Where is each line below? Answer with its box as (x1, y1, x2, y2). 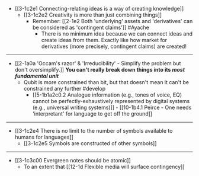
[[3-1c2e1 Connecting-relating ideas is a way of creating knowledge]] (14, 5, 184, 12)
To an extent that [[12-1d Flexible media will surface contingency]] (23, 163, 185, 170)
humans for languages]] (14, 133, 74, 140)
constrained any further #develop (23, 85, 106, 92)
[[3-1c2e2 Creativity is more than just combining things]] (23, 11, 162, 18)
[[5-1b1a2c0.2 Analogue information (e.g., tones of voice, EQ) (32, 91, 182, 98)
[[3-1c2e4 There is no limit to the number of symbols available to (14, 127, 173, 134)
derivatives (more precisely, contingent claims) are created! (41, 43, 187, 50)
